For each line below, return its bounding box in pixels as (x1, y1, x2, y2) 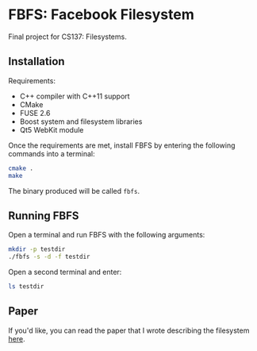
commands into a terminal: (8, 148, 95, 158)
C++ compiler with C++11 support (19, 91, 130, 101)
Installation (8, 55, 65, 68)
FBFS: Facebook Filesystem (8, 6, 194, 24)
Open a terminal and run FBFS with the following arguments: (8, 230, 205, 240)
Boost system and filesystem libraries (19, 117, 143, 126)
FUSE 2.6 (19, 108, 51, 118)
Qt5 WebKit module (19, 125, 84, 134)
